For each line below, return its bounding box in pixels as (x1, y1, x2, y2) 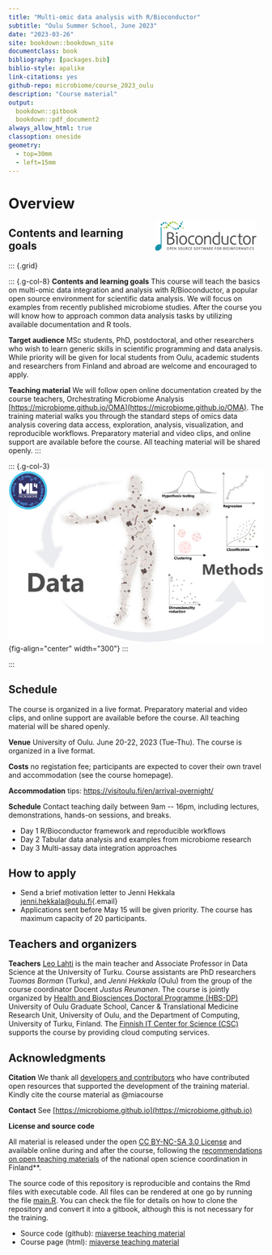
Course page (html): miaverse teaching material (19, 1236, 180, 1247)
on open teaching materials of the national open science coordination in (8, 1154, 249, 1163)
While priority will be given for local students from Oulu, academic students (8, 352, 260, 362)
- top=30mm (15, 150, 53, 158)
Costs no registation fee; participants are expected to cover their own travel (8, 762, 261, 771)
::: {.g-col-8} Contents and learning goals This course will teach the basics (8, 276, 261, 286)
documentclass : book (8, 47, 79, 56)
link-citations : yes (8, 73, 79, 81)
